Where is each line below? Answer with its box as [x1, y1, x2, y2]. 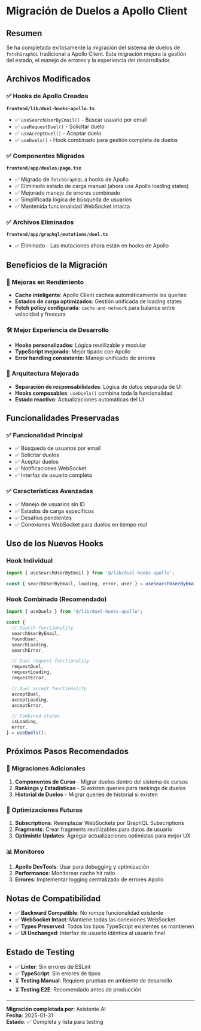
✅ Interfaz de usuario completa [14, 471, 93, 479]
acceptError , [11, 702, 44, 708]
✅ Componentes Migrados [6, 152, 85, 160]
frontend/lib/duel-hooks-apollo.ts [6, 105, 95, 111]
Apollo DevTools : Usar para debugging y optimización [14, 863, 150, 870]
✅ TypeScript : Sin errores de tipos [14, 969, 100, 977]
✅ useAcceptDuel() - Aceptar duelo [14, 129, 102, 137]
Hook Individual [6, 556, 53, 564]
